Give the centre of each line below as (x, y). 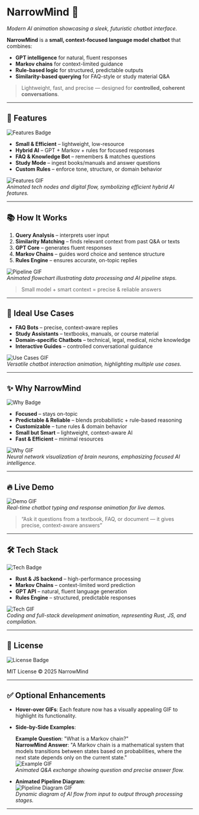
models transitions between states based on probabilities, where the (98, 751)
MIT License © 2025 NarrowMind (48, 671)
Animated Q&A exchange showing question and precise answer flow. (99, 770)
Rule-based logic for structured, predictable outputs (79, 70)
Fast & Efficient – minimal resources (59, 439)
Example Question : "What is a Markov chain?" (72, 739)
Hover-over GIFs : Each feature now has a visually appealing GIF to (97, 710)
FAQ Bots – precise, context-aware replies (67, 328)
